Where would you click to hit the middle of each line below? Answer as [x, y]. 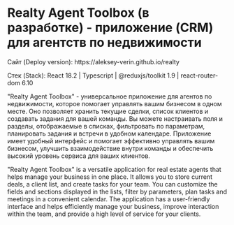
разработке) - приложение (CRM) [110, 28]
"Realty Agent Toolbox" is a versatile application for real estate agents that [114, 169]
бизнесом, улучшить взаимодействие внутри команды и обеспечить [110, 148]
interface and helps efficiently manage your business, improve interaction [113, 206]
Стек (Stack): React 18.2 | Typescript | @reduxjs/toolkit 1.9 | [93, 75]
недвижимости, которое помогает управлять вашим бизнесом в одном [115, 103]
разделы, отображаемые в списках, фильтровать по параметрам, [106, 126]
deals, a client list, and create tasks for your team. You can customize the [112, 184]
